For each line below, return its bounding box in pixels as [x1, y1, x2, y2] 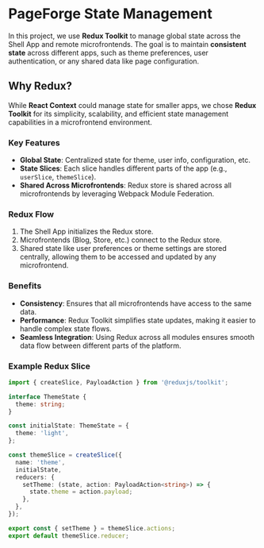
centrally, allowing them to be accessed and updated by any [19, 252, 216, 262]
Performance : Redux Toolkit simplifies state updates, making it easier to [19, 315, 256, 325]
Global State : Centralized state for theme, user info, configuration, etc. [19, 156, 251, 165]
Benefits [8, 280, 42, 291]
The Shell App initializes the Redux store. [19, 227, 154, 237]
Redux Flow [8, 208, 54, 219]
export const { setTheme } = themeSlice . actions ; [8, 524, 176, 532]
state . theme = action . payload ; [29, 488, 133, 496]
